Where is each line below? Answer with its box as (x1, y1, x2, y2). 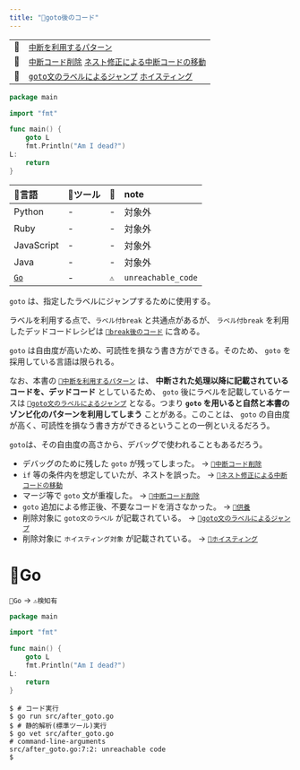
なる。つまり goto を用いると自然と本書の (135, 397, 290, 408)
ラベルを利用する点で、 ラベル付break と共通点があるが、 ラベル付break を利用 (9, 315, 289, 325)
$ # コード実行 (9, 704, 60, 713)
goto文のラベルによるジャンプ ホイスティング (28, 71, 193, 82)
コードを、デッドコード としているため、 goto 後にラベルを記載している (9, 386, 275, 397)
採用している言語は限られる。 (9, 356, 119, 367)
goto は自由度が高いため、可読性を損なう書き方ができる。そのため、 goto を (9, 344, 291, 355)
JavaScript (13, 238, 60, 251)
